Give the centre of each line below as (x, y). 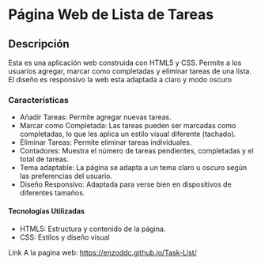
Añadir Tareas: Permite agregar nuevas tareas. (95, 117)
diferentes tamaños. (52, 193)
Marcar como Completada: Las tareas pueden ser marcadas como (128, 126)
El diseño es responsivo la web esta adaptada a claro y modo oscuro (120, 79)
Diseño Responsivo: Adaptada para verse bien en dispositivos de (125, 184)
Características (38, 100)
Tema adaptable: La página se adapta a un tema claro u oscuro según (133, 168)
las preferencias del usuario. (66, 176)
